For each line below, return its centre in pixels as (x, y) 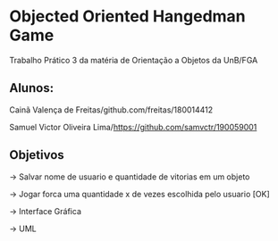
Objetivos (37, 155)
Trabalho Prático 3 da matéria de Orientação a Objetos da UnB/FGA (134, 60)
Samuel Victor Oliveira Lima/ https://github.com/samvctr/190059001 (133, 127)
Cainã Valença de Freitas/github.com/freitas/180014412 (111, 110)
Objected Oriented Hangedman (127, 17)
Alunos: (32, 88)
